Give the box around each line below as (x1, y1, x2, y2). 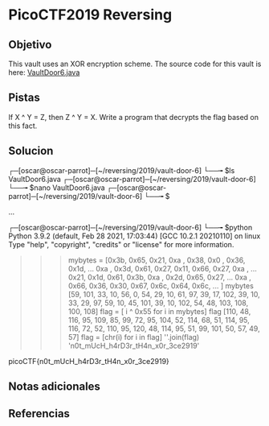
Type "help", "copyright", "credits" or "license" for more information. (8, 239, 234, 249)
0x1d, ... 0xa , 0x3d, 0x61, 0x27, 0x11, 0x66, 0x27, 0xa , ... (67, 263, 257, 273)
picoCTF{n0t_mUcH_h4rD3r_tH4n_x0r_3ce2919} (8, 356, 170, 366)
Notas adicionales (8, 380, 100, 394)
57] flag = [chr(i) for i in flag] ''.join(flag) (67, 332, 200, 341)
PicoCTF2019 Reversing (8, 6, 173, 24)
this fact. (8, 121, 38, 130)
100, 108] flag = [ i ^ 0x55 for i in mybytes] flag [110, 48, (67, 306, 251, 316)
